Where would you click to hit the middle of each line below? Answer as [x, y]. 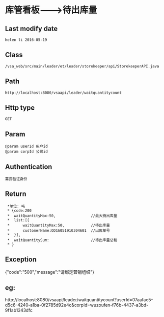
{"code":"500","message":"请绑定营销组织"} [50, 272]
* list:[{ [18, 220]
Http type [20, 108]
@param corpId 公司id [27, 152]
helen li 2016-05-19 [26, 40]
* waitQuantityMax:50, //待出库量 [59, 225]
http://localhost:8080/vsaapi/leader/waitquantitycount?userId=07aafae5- [79, 300]
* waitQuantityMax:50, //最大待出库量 [62, 216]
